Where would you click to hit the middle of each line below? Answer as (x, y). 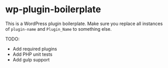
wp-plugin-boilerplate (53, 9)
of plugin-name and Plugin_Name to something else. (58, 29)
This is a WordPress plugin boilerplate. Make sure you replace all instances (84, 24)
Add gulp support (31, 59)
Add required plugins (35, 49)
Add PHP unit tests (32, 54)
